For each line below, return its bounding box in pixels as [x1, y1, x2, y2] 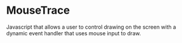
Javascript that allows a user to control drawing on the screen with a [6, 23, 177, 30]
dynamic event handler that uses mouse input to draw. [6, 29, 142, 36]
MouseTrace [6, 4, 71, 17]
